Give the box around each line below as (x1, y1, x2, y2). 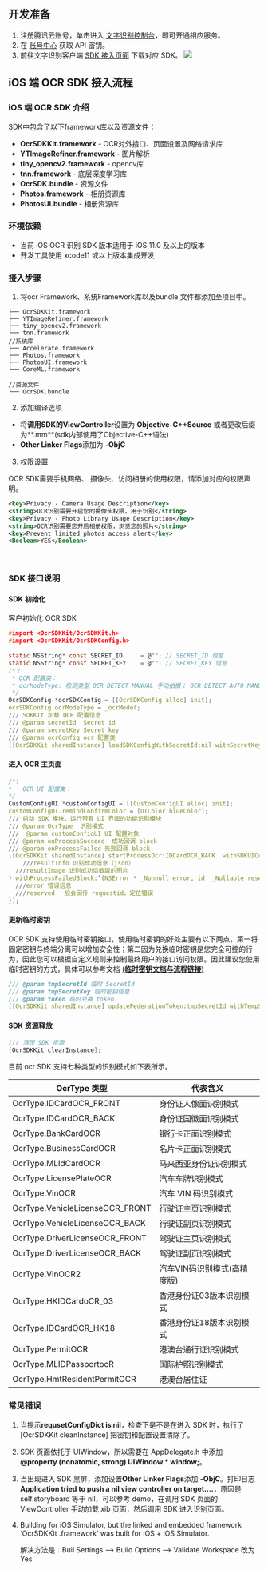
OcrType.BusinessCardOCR (12, 1143, 116, 1154)
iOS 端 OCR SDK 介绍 (8, 102, 90, 114)
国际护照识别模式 (159, 1359, 223, 1370)
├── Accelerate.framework (8, 345, 94, 353)
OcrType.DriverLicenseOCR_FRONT (12, 1232, 148, 1244)
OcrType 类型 (55, 1083, 108, 1094)
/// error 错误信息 (15, 881, 72, 889)
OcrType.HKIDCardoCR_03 (12, 1296, 114, 1307)
